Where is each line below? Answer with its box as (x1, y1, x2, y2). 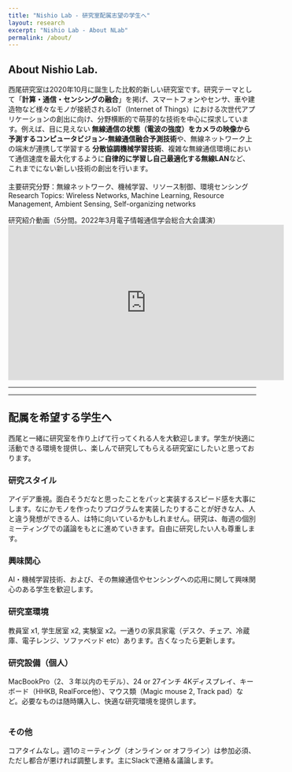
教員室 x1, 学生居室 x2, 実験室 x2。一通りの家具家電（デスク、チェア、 (8, 625, 236, 635)
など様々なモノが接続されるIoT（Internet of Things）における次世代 (21, 104, 242, 114)
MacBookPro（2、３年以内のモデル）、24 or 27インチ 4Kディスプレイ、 (8, 676, 240, 687)
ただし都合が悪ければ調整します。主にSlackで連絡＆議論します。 (8, 755, 218, 766)
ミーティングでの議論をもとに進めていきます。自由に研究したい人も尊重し (8, 524, 249, 534)
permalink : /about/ (8, 33, 72, 42)
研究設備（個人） (8, 657, 73, 668)
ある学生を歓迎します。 (21, 585, 98, 594)
